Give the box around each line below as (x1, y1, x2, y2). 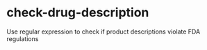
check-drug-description (6, 5, 149, 21)
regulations (6, 34, 39, 42)
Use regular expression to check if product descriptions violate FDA (6, 27, 201, 36)
